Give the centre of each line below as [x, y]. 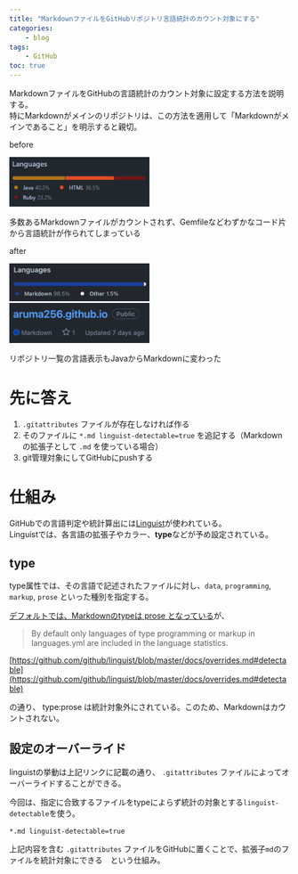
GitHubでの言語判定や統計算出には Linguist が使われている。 [118, 523]
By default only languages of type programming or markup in [143, 633]
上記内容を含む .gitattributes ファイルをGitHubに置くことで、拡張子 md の [145, 849]
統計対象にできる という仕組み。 [102, 860]
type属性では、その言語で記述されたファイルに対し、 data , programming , [140, 586]
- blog [37, 37]
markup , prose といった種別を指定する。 [81, 597]
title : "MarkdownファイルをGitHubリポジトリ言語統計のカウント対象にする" [135, 19]
